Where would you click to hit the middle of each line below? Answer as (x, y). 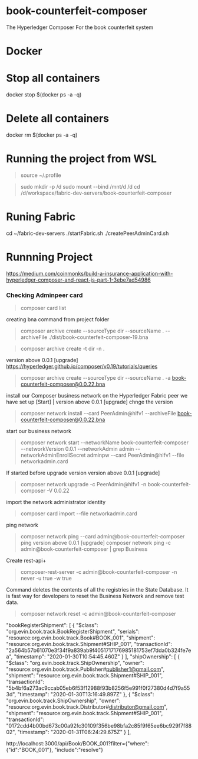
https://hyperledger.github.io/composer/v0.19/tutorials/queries (82, 366)
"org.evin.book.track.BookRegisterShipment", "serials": (73, 632)
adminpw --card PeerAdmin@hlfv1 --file (136, 455)
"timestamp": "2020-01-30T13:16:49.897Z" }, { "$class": (86, 695)
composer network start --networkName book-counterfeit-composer (105, 443)
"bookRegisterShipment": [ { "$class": (52, 625)
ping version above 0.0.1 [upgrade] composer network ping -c (96, 543)
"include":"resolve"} (79, 750)
